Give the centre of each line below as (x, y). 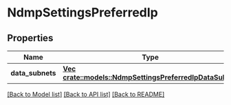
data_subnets (33, 73)
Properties (30, 38)
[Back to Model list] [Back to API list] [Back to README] (86, 94)
